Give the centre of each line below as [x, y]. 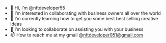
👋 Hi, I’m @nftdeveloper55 [37, 8]
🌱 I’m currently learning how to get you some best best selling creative [84, 18]
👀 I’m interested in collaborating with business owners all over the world [86, 13]
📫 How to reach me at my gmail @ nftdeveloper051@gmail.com [77, 35]
